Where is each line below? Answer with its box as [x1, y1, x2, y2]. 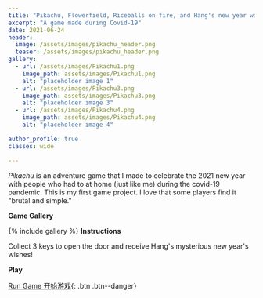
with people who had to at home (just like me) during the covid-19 [8, 179, 221, 188]
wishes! [8, 249, 34, 259]
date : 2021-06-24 [8, 26, 65, 34]
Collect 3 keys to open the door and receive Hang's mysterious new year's [8, 241, 249, 251]
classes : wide [8, 142, 55, 150]
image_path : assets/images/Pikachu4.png [22, 114, 156, 122]
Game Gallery [8, 211, 53, 220]
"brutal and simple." [8, 195, 72, 205]
